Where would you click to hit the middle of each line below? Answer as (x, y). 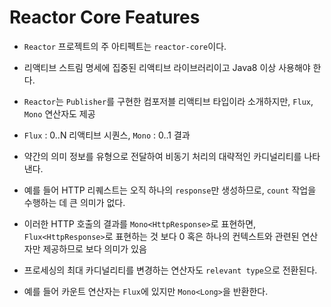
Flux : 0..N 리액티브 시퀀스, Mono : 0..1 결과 (107, 135)
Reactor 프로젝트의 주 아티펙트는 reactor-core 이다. (125, 46)
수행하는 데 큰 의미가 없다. (74, 202)
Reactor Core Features (105, 17)
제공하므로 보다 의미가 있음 (94, 248)
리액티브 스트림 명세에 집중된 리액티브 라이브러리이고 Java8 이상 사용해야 (167, 67)
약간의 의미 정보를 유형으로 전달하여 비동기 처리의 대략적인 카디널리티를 (162, 156)
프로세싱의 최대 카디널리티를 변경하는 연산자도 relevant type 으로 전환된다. (170, 270)
